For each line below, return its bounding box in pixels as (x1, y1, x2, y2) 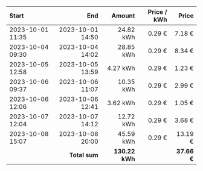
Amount (111, 11, 135, 20)
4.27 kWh (106, 64, 135, 72)
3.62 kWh (106, 99, 135, 107)
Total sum (69, 151, 98, 159)
